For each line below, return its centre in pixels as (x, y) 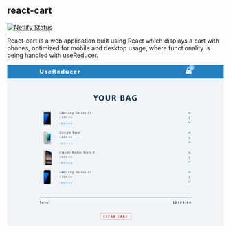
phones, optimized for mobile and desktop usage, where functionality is (109, 48)
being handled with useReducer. (53, 55)
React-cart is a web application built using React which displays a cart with (113, 41)
